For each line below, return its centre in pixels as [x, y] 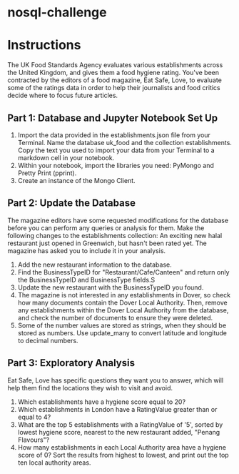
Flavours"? [34, 440]
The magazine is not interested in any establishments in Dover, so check [124, 295]
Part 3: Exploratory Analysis [71, 363]
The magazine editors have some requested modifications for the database [118, 220]
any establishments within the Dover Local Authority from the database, [123, 310]
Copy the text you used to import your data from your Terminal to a [116, 150]
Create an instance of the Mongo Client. [76, 180]
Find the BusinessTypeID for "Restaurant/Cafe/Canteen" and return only [123, 272]
